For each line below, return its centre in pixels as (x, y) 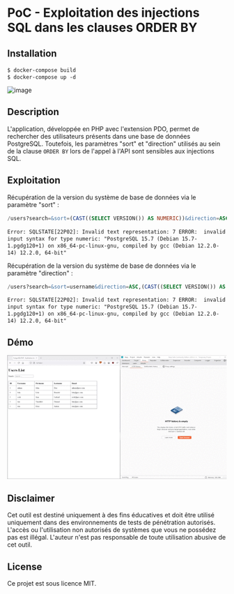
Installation (32, 53)
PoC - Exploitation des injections (103, 13)
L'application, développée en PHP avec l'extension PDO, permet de (103, 129)
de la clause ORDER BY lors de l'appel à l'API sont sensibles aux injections (111, 151)
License (25, 566)
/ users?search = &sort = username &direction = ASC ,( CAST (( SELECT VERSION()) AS (117, 287)
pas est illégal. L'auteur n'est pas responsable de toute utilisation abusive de (117, 538)
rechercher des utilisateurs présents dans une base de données (99, 136)
